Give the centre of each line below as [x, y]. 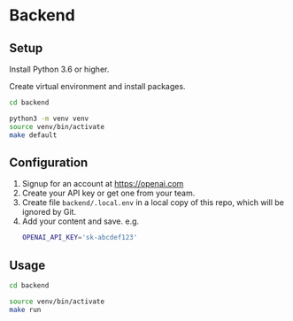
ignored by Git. [49, 212]
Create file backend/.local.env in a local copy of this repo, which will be [153, 203]
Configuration [49, 162]
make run [25, 310]
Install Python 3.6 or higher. [59, 69]
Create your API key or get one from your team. [108, 193]
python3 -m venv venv [49, 118]
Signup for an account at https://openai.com [103, 184]
